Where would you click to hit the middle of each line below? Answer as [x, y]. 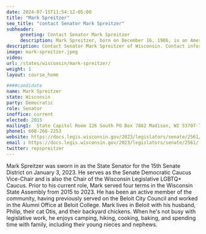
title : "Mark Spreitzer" [38, 18]
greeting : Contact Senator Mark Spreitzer [75, 35]
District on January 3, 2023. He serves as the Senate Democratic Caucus [99, 172]
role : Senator [25, 108]
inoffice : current [30, 114]
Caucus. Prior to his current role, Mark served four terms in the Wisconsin [100, 185]
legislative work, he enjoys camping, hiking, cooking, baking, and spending [101, 217]
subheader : [20, 29]
